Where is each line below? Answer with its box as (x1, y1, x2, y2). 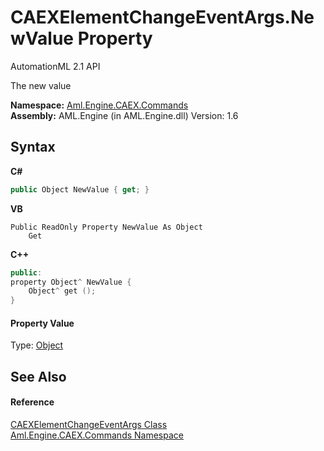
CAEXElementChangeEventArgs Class (10, 418, 168, 430)
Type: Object (10, 339, 64, 351)
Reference (10, 396, 55, 408)
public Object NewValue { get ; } (10, 184, 150, 195)
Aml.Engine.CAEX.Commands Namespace (10, 429, 184, 441)
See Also (10, 368, 67, 385)
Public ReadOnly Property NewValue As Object (10, 222, 203, 232)
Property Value (10, 317, 75, 329)
